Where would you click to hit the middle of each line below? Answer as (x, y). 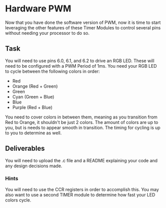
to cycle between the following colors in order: (53, 71)
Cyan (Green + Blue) (33, 97)
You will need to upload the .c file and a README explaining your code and (81, 160)
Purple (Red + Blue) (32, 107)
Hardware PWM (38, 9)
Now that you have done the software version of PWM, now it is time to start (83, 22)
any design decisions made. (34, 166)
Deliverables (25, 149)
